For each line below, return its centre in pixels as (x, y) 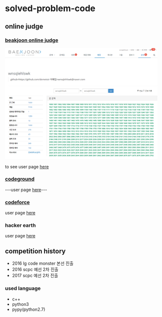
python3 (20, 304)
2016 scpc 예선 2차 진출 (35, 269)
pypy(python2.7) (29, 309)
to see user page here (27, 166)
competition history (36, 251)
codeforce (17, 202)
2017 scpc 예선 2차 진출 (35, 276)
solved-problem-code (50, 8)
